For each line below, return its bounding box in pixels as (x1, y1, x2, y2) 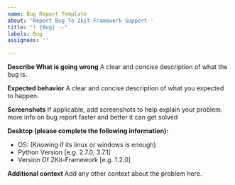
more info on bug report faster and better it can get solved (7, 113, 178, 122)
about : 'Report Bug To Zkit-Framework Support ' (7, 17, 154, 24)
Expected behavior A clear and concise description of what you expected (7, 84, 224, 92)
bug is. (7, 70, 28, 79)
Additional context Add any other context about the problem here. (7, 169, 202, 178)
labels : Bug (7, 30, 43, 38)
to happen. (7, 92, 39, 100)
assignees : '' (7, 37, 50, 44)
